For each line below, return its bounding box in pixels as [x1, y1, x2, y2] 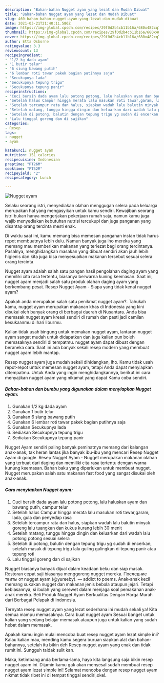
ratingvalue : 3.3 [5, 44, 41, 48]
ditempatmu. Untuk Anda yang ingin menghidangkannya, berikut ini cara [5, 370, 151, 376]
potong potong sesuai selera [12, 536, 70, 542]
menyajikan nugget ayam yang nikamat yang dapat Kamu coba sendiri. [5, 375, 148, 381]
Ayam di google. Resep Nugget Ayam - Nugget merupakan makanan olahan [5, 455, 157, 461]
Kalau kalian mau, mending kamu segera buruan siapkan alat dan [5, 637, 136, 643]
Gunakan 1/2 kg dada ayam [12, 403, 67, 409]
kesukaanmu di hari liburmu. [5, 319, 62, 326]
